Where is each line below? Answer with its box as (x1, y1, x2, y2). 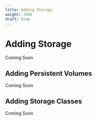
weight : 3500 (5, 12, 32, 17)
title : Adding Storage (5, 7, 52, 12)
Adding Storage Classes (5, 97, 82, 105)
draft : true (5, 16, 30, 21)
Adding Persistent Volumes (5, 69, 92, 77)
